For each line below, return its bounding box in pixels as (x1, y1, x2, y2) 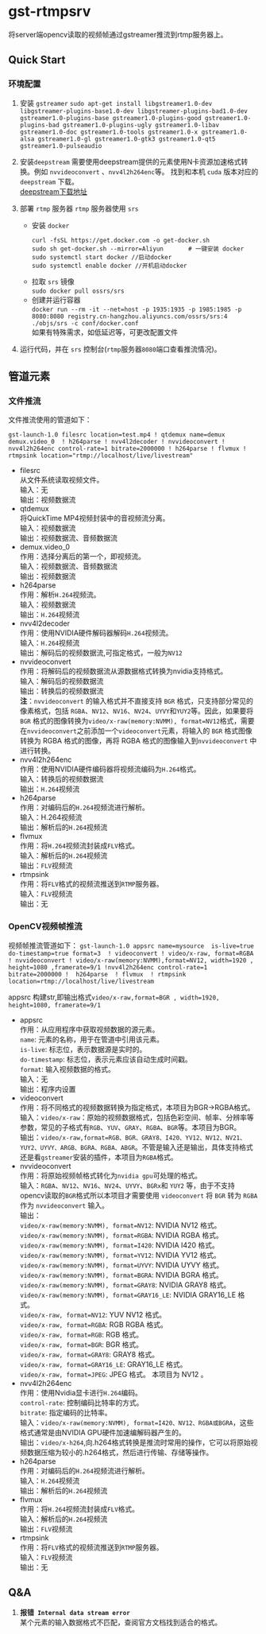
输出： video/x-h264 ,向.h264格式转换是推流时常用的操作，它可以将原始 (19, 1438, 252, 1447)
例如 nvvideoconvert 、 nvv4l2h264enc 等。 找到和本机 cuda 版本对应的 (33, 166, 259, 177)
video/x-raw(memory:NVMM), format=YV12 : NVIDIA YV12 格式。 (19, 1250, 221, 1259)
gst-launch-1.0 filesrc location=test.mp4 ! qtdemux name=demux (8, 431, 226, 439)
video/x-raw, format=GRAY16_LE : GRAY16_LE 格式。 (19, 1359, 187, 1369)
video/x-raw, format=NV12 (19, 1311, 106, 1319)
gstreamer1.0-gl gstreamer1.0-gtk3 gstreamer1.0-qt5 (37, 134, 216, 143)
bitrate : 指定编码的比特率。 (19, 1407, 112, 1417)
